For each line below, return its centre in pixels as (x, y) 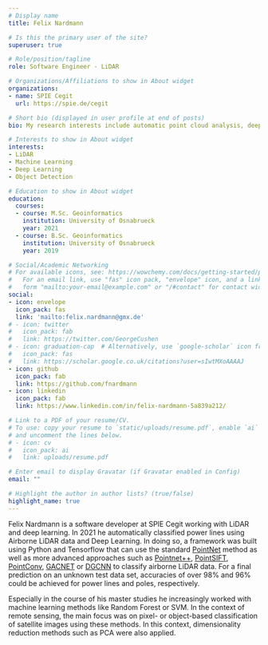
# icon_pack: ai (39, 450)
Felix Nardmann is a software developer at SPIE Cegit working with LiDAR (129, 524)
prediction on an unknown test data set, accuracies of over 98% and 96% (130, 575)
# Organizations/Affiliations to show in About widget (101, 81)
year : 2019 (41, 251)
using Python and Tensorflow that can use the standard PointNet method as (133, 549)
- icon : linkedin (37, 391)
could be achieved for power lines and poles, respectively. (104, 583)
